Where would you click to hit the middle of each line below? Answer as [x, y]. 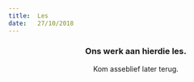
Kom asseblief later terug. [136, 68]
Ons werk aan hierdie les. [136, 51]
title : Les [28, 16]
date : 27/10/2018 [41, 23]
